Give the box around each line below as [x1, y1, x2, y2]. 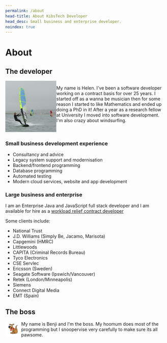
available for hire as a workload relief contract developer [5, 208, 124, 214]
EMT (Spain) [12, 293, 39, 299]
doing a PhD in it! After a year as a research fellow [56, 107, 161, 113]
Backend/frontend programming [12, 162, 80, 168]
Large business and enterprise [5, 191, 82, 198]
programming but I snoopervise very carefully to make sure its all [21, 326, 158, 333]
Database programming [12, 167, 63, 174]
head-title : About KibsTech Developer [5, 13, 88, 19]
